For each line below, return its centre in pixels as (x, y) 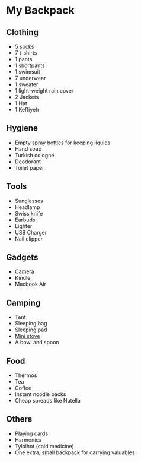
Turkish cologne (34, 155)
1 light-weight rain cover (44, 91)
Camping (23, 303)
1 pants (23, 59)
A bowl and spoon (37, 343)
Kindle (23, 278)
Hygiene (22, 128)
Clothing (22, 32)
